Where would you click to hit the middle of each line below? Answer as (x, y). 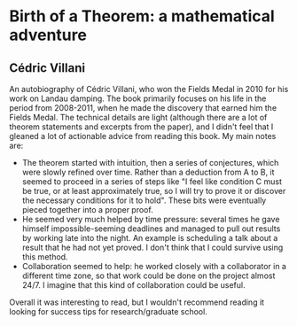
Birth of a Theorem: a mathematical (142, 16)
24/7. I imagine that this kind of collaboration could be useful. (133, 285)
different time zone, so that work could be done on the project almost (148, 276)
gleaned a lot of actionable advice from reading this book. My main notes (143, 136)
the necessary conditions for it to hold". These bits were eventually (144, 200)
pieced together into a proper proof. (87, 210)
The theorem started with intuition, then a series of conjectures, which (150, 163)
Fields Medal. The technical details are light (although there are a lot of (138, 117)
